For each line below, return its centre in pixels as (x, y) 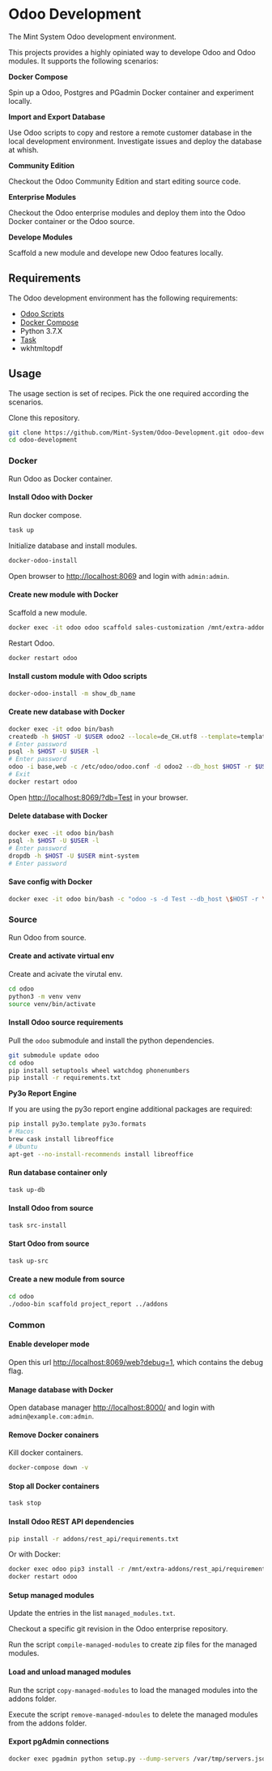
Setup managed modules (51, 1595)
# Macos (21, 1132)
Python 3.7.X (41, 330)
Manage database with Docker (61, 1389)
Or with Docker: (34, 1554)
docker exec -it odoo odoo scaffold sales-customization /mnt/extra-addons (139, 627)
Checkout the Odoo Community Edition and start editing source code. (125, 181)
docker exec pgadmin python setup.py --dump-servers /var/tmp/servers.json (139, 1759)
